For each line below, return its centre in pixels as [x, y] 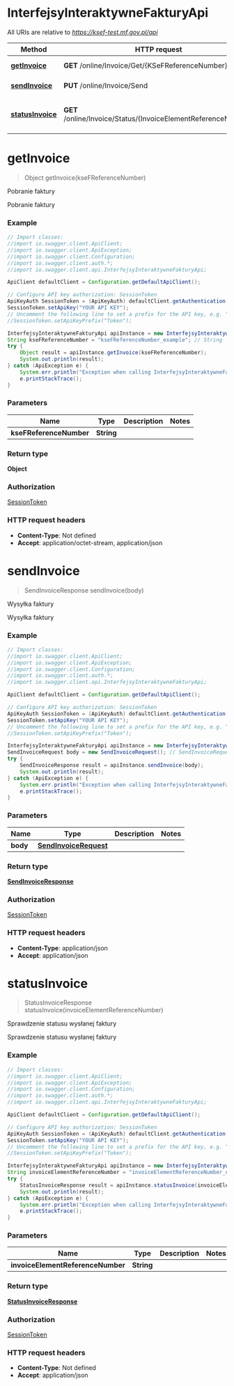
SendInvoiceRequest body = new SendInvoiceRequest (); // [92, 752]
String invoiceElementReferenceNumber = [67, 1173]
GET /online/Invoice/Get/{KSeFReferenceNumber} [146, 66]
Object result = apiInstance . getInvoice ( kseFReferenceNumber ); [114, 353]
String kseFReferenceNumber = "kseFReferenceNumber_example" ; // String [115, 340]
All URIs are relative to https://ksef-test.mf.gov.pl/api [83, 32]
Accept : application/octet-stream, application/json [90, 542]
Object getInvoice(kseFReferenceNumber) [85, 177]
